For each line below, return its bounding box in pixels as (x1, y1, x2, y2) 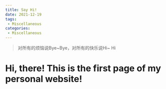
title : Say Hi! (5, 7, 37, 12)
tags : (5, 16, 17, 21)
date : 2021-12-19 (5, 12, 42, 17)
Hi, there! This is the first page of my (5, 63, 161, 74)
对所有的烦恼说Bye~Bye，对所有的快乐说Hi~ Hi (17, 45, 116, 50)
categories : (5, 26, 30, 31)
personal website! (5, 73, 82, 85)
